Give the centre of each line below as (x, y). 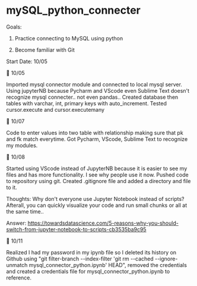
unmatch (17, 265)
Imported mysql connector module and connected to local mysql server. (94, 84)
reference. (19, 278)
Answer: (16, 223)
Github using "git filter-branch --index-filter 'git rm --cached (80, 259)
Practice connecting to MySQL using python (69, 38)
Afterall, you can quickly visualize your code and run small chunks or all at (97, 205)
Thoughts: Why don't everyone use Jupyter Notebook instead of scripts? (95, 199)
